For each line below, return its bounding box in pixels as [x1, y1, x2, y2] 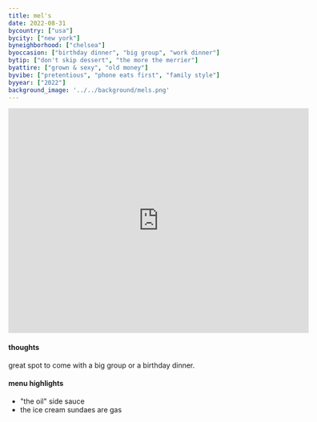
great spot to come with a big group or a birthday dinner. [8, 360, 195, 370]
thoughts [8, 342, 40, 352]
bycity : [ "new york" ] [8, 34, 81, 42]
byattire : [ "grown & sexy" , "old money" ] [8, 64, 149, 72]
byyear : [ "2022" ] [8, 78, 66, 86]
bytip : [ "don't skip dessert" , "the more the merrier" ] [8, 57, 199, 65]
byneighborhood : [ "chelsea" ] [8, 42, 106, 50]
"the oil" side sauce [19, 396, 86, 406]
